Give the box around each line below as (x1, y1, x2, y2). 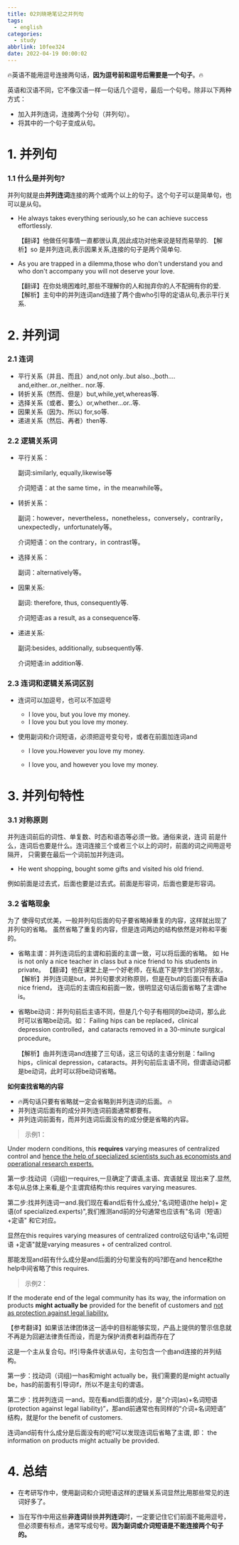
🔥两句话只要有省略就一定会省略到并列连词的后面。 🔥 (17, 1097, 173, 1106)
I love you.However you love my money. (28, 747, 145, 755)
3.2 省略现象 (7, 899, 51, 908)
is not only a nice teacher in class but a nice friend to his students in (17, 957, 218, 965)
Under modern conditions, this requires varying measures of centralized (7, 1144, 220, 1153)
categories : (7, 30, 43, 38)
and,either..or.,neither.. (17, 380, 84, 389)
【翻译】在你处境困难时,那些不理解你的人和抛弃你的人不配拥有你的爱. (17, 282, 221, 290)
